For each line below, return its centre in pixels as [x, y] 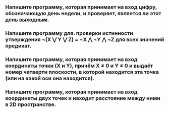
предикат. [18, 45]
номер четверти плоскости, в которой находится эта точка [82, 72]
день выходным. [27, 20]
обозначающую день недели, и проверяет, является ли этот [83, 13]
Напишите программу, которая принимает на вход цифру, [81, 7]
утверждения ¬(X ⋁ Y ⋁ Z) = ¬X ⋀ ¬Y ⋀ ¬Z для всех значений [85, 39]
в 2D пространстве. [31, 104]
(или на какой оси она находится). [50, 78]
